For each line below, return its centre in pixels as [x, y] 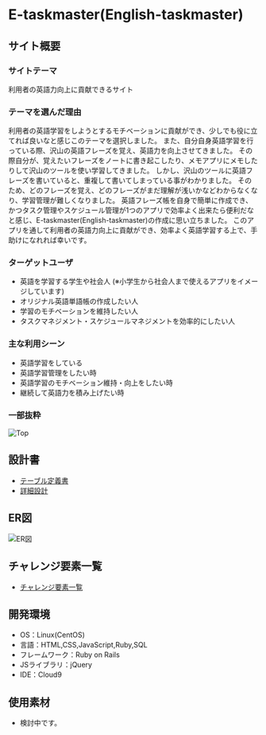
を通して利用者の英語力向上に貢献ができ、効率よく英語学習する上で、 [137, 230]
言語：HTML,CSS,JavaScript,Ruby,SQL [84, 645]
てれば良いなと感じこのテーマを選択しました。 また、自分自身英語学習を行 [131, 141]
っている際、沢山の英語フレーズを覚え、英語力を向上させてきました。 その [131, 151]
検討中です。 [40, 723]
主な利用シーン [37, 344]
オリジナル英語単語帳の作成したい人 [79, 301]
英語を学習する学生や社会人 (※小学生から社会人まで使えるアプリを [129, 282]
